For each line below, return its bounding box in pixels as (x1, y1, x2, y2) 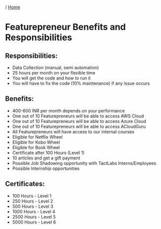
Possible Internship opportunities (12, 165, 80, 171)
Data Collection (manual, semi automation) (12, 65, 99, 71)
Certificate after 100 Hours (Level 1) (12, 150, 85, 155)
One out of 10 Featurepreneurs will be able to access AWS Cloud (12, 113, 144, 119)
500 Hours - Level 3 (12, 203, 53, 209)
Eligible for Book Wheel (12, 144, 60, 150)
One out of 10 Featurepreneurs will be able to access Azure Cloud (12, 118, 147, 124)
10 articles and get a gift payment (12, 155, 80, 161)
